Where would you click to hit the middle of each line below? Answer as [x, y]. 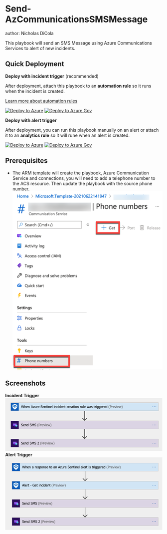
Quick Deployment [35, 64]
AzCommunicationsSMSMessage [77, 19]
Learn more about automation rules [41, 101]
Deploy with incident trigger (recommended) [52, 76]
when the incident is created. [35, 91]
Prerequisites [26, 161]
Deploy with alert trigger [31, 120]
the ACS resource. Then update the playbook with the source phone [83, 183]
